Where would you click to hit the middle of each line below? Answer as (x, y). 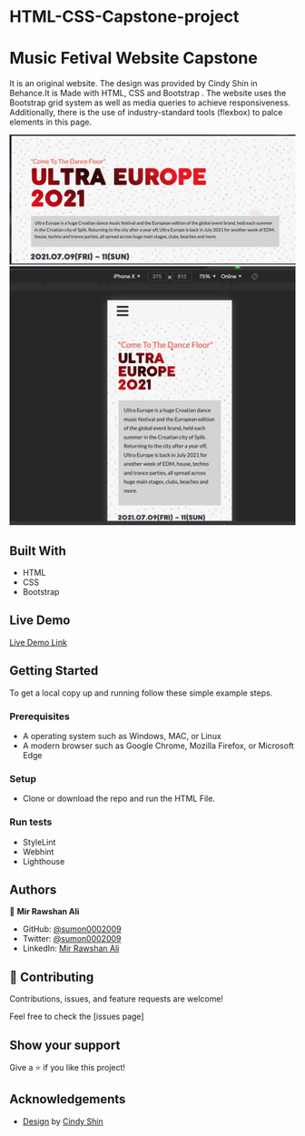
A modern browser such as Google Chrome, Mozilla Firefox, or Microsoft (158, 746)
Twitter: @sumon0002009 (72, 939)
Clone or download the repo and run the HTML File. (119, 799)
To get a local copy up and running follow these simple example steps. (141, 693)
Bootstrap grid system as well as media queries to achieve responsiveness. (150, 103)
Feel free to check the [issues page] (77, 1017)
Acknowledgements (68, 1099)
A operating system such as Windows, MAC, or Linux (122, 736)
